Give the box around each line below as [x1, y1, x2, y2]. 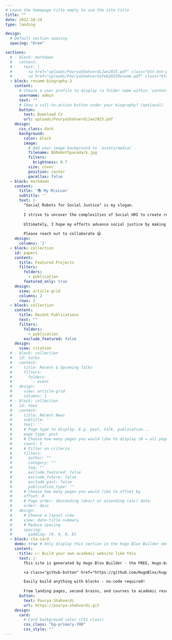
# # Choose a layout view [10, 513, 74, 518]
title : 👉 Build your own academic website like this [18, 551, 137, 556]
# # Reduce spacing [10, 522, 60, 528]
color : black [24, 135, 52, 141]
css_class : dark [18, 126, 54, 131]
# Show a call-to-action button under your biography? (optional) [18, 102, 164, 108]
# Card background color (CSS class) [24, 617, 104, 623]
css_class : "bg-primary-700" [24, 622, 86, 627]
